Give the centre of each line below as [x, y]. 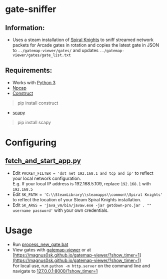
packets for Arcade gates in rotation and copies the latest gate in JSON [85, 45]
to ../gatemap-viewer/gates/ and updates [55, 50]
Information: [25, 28]
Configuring [31, 143]
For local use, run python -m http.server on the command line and [81, 265]
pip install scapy [34, 122]
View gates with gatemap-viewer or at [52, 249]
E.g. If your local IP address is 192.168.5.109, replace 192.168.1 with [81, 183]
